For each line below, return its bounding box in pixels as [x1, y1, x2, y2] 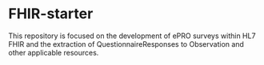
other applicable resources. [8, 48, 99, 57]
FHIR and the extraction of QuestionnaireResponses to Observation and [8, 39, 244, 48]
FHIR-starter [8, 5, 94, 23]
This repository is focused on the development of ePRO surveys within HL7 [8, 31, 256, 40]
